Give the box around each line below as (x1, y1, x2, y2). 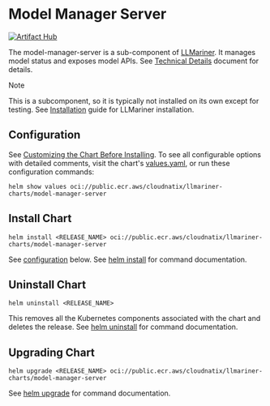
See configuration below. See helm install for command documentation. (8, 254, 247, 264)
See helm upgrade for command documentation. (8, 388, 171, 398)
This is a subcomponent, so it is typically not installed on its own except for (8, 96, 259, 105)
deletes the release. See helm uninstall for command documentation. (8, 322, 238, 332)
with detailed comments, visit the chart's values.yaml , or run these (8, 158, 230, 168)
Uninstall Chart (8, 277, 87, 292)
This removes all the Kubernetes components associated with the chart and (8, 314, 261, 323)
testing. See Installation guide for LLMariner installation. (8, 105, 195, 114)
